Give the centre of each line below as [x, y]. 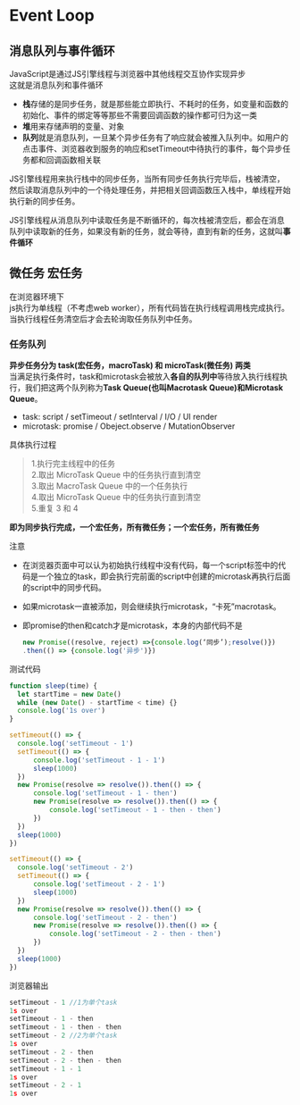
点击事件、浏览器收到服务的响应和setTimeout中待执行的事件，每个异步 [152, 149]
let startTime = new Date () [70, 694]
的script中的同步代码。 [64, 588]
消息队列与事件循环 [62, 50]
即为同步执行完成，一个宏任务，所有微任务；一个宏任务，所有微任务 [134, 527]
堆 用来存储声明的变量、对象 [73, 126]
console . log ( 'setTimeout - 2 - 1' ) [99, 884]
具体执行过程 [33, 445]
